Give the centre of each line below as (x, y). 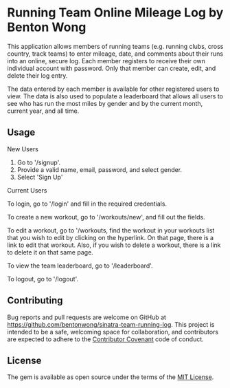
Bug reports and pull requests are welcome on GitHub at (87, 317)
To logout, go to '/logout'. (43, 279)
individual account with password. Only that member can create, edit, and (112, 68)
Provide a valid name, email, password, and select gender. (100, 169)
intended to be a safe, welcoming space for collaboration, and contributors (113, 332)
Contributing (35, 301)
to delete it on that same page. (50, 252)
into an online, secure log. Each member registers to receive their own (106, 61)
